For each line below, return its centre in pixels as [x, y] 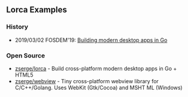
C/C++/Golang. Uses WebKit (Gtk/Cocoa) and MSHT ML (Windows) [98, 87]
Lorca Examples [37, 10]
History [17, 27]
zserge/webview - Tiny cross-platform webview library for [87, 81]
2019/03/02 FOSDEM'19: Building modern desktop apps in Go [91, 40]
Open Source [26, 55]
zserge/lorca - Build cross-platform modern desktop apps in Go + [96, 68]
